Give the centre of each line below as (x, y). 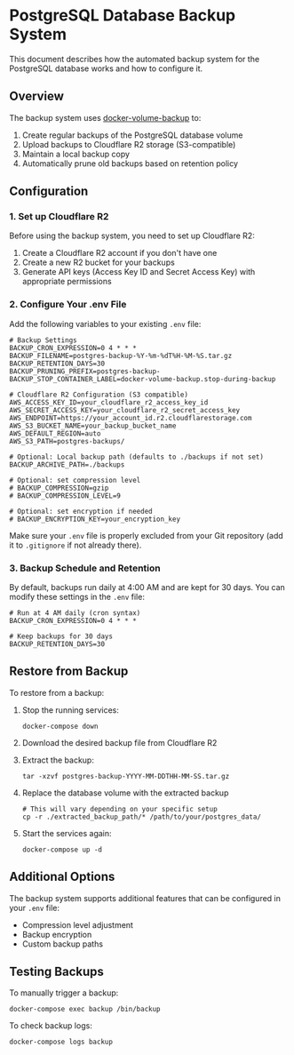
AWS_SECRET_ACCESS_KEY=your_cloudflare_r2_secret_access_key (125, 410)
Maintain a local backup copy (76, 154)
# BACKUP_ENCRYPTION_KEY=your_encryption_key (95, 519)
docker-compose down (60, 726)
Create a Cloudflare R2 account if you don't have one (119, 253)
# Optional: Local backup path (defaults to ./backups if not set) (137, 457)
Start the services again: (67, 833)
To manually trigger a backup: (64, 993)
